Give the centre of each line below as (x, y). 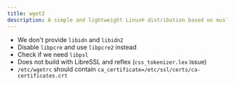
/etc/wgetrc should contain (56, 69)
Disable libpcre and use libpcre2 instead (77, 47)
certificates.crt (42, 76)
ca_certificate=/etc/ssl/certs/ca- (149, 70)
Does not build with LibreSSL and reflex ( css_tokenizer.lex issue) (112, 62)
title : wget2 (26, 13)
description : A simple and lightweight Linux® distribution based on (110, 20)
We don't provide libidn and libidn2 (70, 39)
